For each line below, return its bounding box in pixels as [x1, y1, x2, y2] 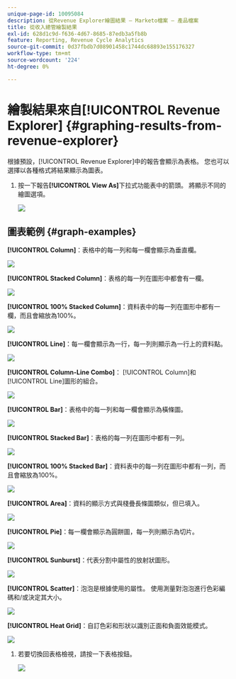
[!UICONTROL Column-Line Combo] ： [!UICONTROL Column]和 [7, 368, 196, 376]
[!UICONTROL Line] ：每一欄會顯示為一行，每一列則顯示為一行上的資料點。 [7, 339, 227, 348]
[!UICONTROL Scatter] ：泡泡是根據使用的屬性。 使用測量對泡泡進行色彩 [7, 584, 220, 593]
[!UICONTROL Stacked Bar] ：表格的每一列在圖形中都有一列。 [7, 434, 189, 442]
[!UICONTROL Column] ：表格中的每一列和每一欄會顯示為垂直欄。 [7, 246, 201, 254]
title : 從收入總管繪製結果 [7, 23, 78, 30]
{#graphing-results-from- [65, 118, 222, 133]
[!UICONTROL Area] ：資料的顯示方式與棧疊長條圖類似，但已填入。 [7, 499, 204, 507]
